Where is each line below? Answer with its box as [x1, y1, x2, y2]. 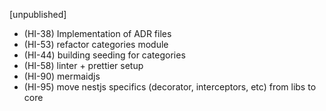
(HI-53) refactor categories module [23, 39, 169, 50]
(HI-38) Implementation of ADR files [23, 28, 172, 39]
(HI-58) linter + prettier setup [23, 60, 144, 71]
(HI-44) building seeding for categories [23, 49, 186, 61]
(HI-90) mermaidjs [23, 70, 101, 82]
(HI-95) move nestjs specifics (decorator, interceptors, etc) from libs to [23, 81, 317, 93]
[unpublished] [9, 9, 67, 20]
